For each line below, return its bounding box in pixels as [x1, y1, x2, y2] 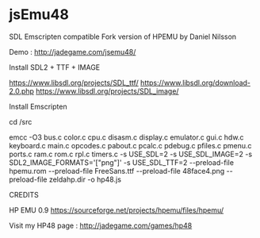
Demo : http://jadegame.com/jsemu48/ [9, 47, 136, 56]
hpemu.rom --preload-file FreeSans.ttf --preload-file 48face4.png [9, 166, 225, 175]
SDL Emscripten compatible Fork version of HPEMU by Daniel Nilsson [9, 32, 237, 41]
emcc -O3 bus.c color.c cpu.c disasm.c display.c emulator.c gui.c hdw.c [9, 132, 244, 142]
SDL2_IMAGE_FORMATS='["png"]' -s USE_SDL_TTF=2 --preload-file [9, 157, 235, 167]
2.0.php [9, 86, 35, 96]
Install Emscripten [9, 102, 67, 111]
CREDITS [9, 190, 39, 199]
